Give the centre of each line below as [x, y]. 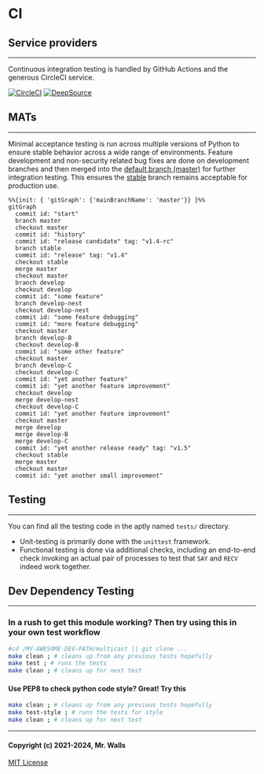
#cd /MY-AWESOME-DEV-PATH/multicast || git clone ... [98, 649]
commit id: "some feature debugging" [77, 317]
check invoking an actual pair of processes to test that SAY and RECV [128, 558]
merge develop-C [42, 441]
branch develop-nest [49, 303]
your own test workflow [54, 632]
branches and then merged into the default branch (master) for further [122, 169]
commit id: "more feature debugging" [77, 324]
